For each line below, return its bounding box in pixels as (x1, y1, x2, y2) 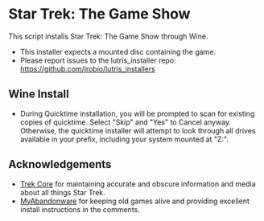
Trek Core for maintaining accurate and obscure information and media (19, 178, 256, 189)
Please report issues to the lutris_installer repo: (19, 55, 176, 65)
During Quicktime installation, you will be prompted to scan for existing (19, 108, 255, 118)
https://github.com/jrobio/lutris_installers (19, 63, 155, 73)
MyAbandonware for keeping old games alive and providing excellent (19, 196, 250, 206)
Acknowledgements (8, 158, 112, 171)
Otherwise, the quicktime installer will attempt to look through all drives (19, 125, 256, 135)
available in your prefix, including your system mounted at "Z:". (19, 134, 229, 144)
